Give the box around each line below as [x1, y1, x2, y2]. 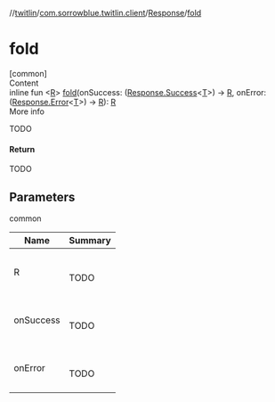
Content [9, 78, 39, 88]
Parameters [9, 189, 76, 204]
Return [9, 144, 36, 154]
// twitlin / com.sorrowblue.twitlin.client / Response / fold [9, 8, 202, 18]
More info [9, 106, 45, 117]
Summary [69, 234, 111, 246]
